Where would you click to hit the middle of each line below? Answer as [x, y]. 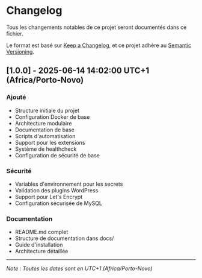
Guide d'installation [39, 245]
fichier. [15, 33]
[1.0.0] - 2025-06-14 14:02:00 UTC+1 [78, 71]
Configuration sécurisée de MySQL [58, 203]
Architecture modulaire [43, 123]
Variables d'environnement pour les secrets [69, 184]
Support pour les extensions [50, 142]
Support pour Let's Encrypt [49, 197]
